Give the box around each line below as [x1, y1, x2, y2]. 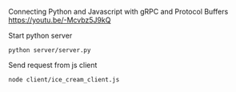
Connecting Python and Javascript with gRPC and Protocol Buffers [8, 7, 229, 16]
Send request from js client [8, 60, 98, 70]
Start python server [8, 31, 73, 40]
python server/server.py [8, 46, 91, 54]
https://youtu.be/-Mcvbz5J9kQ [8, 15, 111, 25]
